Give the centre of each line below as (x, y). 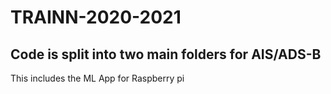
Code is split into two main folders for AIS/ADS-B (166, 54)
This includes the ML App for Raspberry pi (97, 78)
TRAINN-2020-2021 (96, 17)
